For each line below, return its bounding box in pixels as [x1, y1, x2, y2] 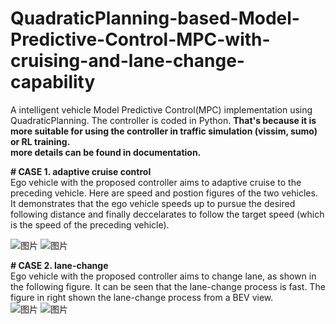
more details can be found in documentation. [10, 146, 202, 158]
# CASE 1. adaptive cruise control [10, 165, 152, 177]
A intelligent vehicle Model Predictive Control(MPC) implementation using [10, 103, 313, 116]
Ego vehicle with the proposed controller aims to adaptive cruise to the [10, 176, 302, 188]
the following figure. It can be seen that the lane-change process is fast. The [10, 280, 326, 292]
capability [10, 71, 96, 94]
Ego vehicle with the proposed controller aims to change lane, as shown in [10, 270, 317, 282]
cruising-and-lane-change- [10, 50, 245, 72]
